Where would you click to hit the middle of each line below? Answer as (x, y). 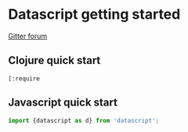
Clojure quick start (54, 61)
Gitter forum (28, 36)
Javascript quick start (63, 103)
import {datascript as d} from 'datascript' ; (83, 120)
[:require (24, 78)
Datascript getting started (94, 14)
